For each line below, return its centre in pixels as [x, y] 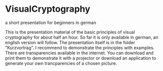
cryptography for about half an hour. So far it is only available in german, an [82, 37]
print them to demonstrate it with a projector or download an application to [81, 58]
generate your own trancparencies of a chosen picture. [61, 63]
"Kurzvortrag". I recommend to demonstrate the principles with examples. [80, 47]
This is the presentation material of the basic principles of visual [70, 32]
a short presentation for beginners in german [51, 23]
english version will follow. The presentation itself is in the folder [70, 42]
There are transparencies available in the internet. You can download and [79, 53]
